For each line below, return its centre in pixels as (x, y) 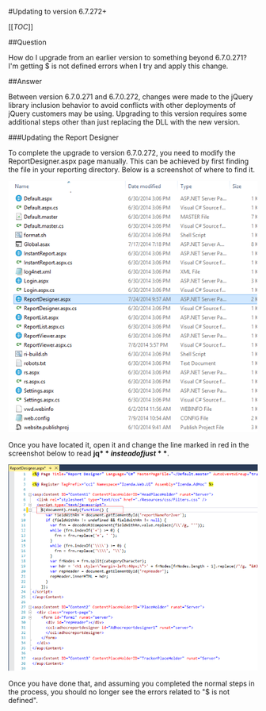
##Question (27, 42)
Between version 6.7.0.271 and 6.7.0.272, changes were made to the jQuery (131, 97)
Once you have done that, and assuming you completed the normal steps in (131, 683)
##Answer (25, 81)
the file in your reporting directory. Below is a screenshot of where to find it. (132, 169)
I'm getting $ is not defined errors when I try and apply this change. (118, 66)
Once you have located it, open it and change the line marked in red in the (129, 444)
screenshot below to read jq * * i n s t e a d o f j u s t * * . (89, 453)
